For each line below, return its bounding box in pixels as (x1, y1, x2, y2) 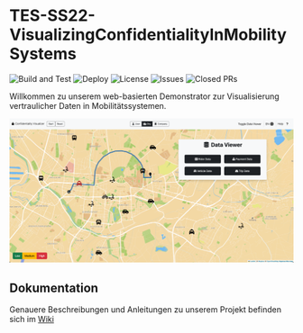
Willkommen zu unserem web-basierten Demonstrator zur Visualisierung (9, 91, 280, 102)
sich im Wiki (9, 314, 54, 325)
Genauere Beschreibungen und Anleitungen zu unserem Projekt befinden (9, 304, 282, 315)
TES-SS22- (9, 5, 96, 26)
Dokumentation (9, 280, 99, 295)
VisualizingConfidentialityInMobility (9, 24, 287, 45)
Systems (9, 44, 77, 64)
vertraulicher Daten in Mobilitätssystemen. (9, 100, 167, 111)
